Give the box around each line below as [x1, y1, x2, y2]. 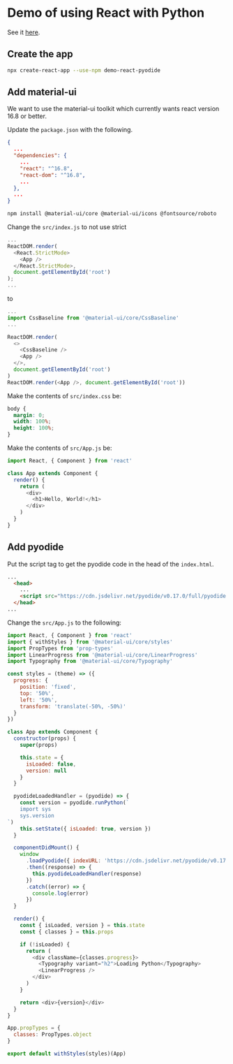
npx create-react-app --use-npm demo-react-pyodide [7, 66, 160, 74]
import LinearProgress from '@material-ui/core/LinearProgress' [7, 651, 198, 658]
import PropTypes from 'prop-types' [7, 645, 114, 652]
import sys [20, 806, 52, 812]
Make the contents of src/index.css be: [7, 391, 122, 400]
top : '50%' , [20, 690, 54, 697]
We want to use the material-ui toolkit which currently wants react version [7, 105, 220, 113]
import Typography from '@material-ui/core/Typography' [7, 658, 173, 665]
